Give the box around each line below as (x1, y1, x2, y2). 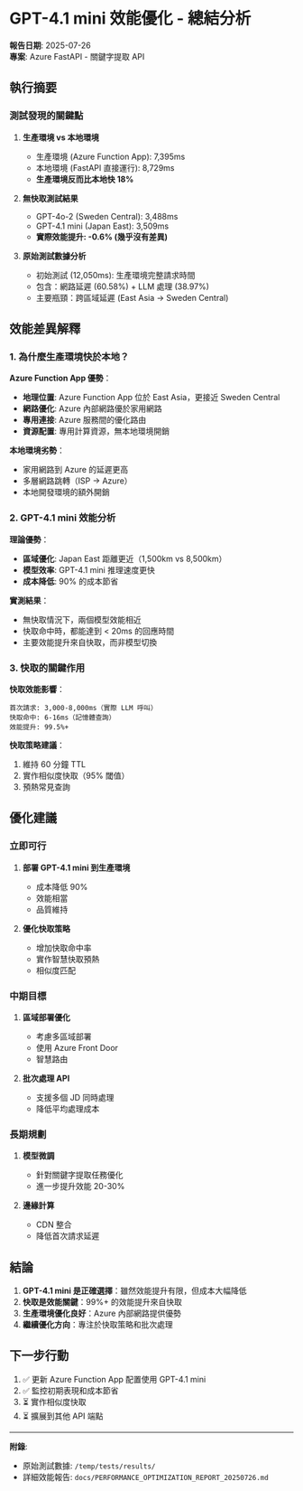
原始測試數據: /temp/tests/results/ (22, 1460, 156, 1471)
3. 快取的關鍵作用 (9, 661, 86, 674)
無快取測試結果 (22, 192, 78, 203)
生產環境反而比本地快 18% (35, 173, 134, 184)
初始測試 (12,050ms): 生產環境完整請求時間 (35, 269, 196, 280)
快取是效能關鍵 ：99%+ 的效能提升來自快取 (22, 1297, 183, 1307)
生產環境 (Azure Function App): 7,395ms (35, 151, 186, 162)
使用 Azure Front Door (35, 1042, 119, 1053)
